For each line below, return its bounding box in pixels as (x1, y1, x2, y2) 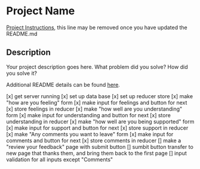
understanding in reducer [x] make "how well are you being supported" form (6, 118, 195, 125)
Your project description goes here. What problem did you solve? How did (6, 63, 188, 70)
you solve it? (6, 70, 38, 77)
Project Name (6, 4, 75, 18)
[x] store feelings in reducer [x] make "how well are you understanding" (6, 105, 183, 112)
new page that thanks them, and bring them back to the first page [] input (6, 149, 187, 157)
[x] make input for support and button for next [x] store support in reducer (6, 124, 189, 132)
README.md (6, 30, 38, 37)
